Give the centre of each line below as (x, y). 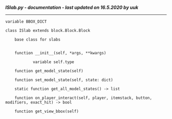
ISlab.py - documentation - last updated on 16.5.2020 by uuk (72, 7)
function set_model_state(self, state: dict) (64, 80)
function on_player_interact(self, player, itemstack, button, (83, 98)
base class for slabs (37, 39)
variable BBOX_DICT (26, 22)
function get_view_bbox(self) (47, 111)
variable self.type (53, 62)
